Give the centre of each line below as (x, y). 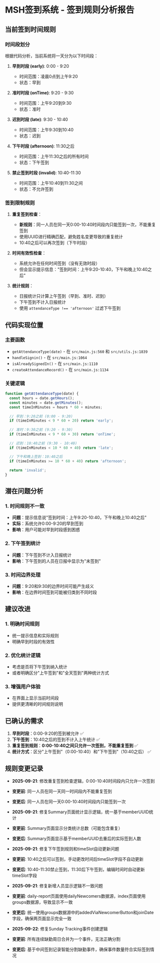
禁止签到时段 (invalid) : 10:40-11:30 (46, 173)
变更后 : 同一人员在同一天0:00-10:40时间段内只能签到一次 (69, 801)
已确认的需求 (24, 721)
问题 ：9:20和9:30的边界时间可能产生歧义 (53, 586)
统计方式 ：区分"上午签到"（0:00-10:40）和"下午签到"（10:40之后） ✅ (81, 752)
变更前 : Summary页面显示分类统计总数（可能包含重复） (67, 828)
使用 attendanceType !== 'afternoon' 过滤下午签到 (70, 308)
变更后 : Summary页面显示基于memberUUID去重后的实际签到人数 (77, 838)
